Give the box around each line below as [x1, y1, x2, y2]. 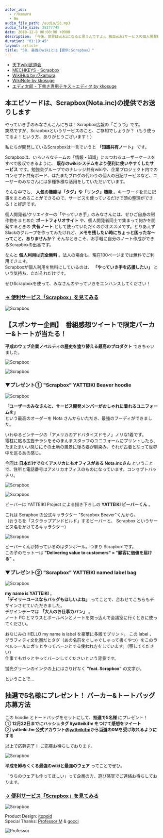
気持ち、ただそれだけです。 [13, 270, 69, 276]
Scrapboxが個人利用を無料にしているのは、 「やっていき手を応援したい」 [5, 264, 153, 270]
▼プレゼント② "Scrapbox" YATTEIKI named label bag [5, 569, 137, 576]
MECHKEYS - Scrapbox [12, 67, 60, 73]
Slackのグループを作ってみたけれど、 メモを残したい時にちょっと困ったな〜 [5, 230, 156, 235]
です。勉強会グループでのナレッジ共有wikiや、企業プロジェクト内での [18, 167, 158, 172]
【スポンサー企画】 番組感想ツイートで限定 [5, 321, 136, 329]
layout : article [5, 43, 38, 48]
